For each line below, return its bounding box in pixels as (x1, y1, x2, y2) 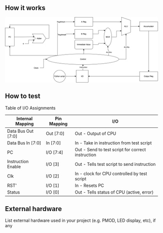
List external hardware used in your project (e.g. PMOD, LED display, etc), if (5, 217, 156, 223)
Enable (7, 164, 21, 170)
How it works (5, 4, 46, 12)
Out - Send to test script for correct (75, 147, 146, 153)
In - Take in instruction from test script (75, 140, 152, 145)
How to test (5, 92, 40, 100)
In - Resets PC (75, 182, 104, 188)
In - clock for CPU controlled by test (75, 170, 147, 177)
